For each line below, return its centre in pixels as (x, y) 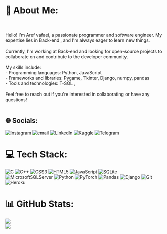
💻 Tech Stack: (36, 154)
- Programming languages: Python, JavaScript (54, 72)
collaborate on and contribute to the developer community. (67, 56)
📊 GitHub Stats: (40, 204)
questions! (16, 99)
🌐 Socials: (22, 121)
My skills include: (23, 67)
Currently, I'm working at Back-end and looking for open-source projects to (84, 51)
